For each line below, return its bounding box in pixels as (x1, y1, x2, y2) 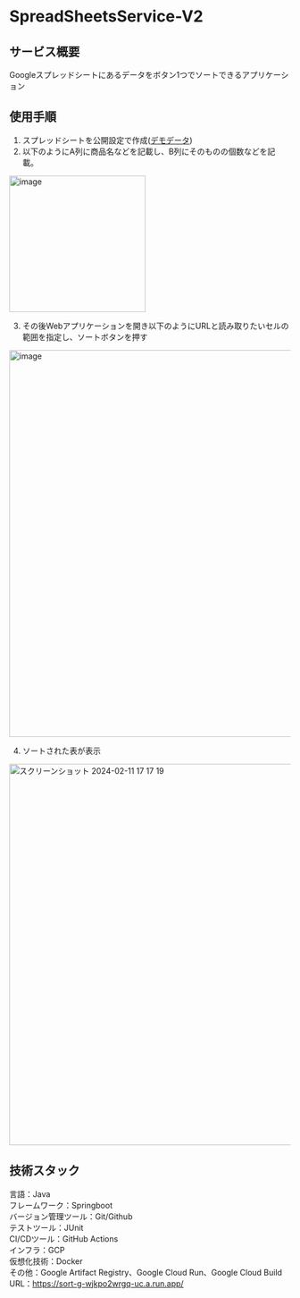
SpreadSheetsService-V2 (9, 6, 204, 27)
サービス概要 (9, 44, 80, 59)
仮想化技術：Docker (9, 1255, 83, 1267)
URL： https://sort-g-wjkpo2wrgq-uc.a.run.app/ (9, 1277, 185, 1289)
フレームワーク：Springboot (9, 1200, 113, 1210)
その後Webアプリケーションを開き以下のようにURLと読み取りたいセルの (21, 320, 289, 331)
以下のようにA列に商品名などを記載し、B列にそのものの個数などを (21, 146, 268, 157)
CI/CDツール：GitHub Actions (9, 1233, 119, 1244)
